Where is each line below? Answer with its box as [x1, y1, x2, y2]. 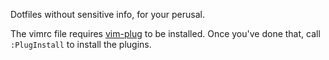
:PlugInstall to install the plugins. [10, 39, 152, 50]
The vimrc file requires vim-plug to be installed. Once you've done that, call [10, 28, 321, 39]
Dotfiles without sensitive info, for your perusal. [10, 9, 205, 20]
